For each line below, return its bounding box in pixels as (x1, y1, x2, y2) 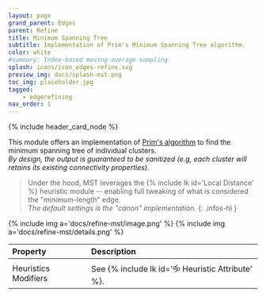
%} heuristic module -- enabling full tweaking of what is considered (27, 187, 249, 196)
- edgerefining (22, 93, 73, 101)
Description (90, 246, 137, 257)
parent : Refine (8, 26, 59, 34)
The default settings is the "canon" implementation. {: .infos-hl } (27, 203, 237, 213)
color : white (8, 48, 51, 56)
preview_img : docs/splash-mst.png (8, 71, 123, 79)
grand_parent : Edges (8, 19, 77, 27)
